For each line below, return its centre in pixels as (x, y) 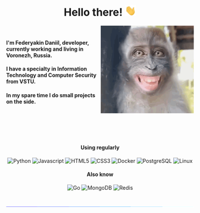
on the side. (21, 101)
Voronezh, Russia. (29, 55)
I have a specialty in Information (47, 69)
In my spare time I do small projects (51, 95)
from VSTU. (21, 82)
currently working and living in (45, 49)
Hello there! (93, 12)
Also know (100, 174)
